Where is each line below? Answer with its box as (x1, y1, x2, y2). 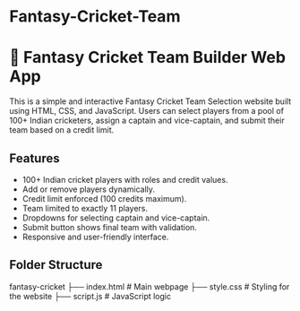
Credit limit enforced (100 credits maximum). (21, 193, 187, 203)
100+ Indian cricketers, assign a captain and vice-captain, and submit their (9, 115, 285, 126)
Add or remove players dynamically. (21, 184, 155, 194)
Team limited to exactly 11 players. (21, 203, 149, 213)
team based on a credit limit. (9, 125, 115, 135)
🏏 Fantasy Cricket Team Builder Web (9, 48, 287, 68)
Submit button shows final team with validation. (21, 221, 197, 232)
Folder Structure (9, 257, 103, 272)
